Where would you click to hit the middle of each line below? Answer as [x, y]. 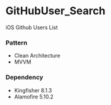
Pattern [17, 43]
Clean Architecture [37, 56]
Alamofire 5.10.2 [34, 97]
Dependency [25, 77]
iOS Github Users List [32, 27]
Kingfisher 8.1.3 [33, 90]
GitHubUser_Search [56, 11]
